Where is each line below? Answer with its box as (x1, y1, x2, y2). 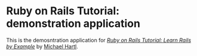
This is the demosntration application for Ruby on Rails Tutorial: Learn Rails (6, 36, 192, 43)
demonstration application (6, 17, 140, 30)
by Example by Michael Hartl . (6, 43, 79, 50)
